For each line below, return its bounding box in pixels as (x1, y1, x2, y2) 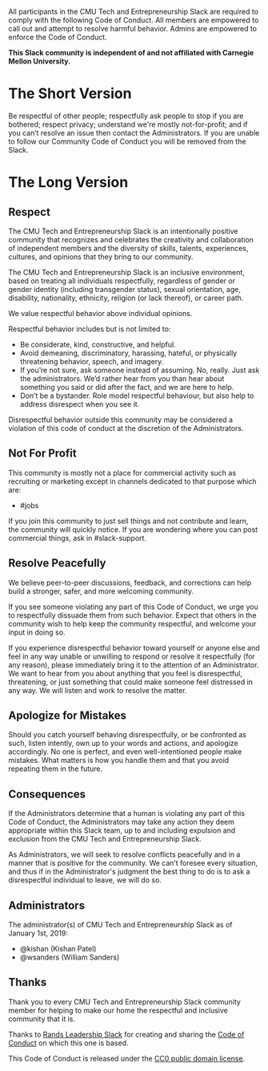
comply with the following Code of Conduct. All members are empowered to (8, 15, 259, 25)
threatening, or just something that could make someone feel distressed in (8, 677, 254, 687)
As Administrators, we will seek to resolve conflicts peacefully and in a (8, 850, 241, 859)
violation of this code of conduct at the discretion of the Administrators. (8, 423, 244, 432)
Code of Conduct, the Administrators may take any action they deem (8, 817, 234, 827)
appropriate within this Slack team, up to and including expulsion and (8, 826, 236, 835)
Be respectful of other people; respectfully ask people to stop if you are (8, 111, 244, 120)
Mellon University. (8, 56, 71, 66)
